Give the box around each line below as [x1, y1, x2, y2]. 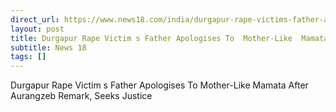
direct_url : [10, 14, 60, 25]
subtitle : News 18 [10, 42, 87, 53]
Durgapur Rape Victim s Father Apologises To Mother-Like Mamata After [10, 79, 309, 91]
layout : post [10, 24, 65, 34]
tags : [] [10, 52, 47, 62]
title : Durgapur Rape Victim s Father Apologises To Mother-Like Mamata [10, 33, 329, 43]
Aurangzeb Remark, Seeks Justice [10, 90, 153, 102]
